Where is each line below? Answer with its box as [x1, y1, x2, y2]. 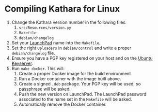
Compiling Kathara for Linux [4, 3, 120, 14]
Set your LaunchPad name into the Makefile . [11, 40, 101, 45]
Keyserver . [11, 60, 33, 66]
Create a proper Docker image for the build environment [18, 70, 131, 76]
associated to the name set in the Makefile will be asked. [18, 96, 132, 102]
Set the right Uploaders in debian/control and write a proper [11, 45, 132, 51]
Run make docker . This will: [11, 65, 65, 71]
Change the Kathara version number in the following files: [11, 19, 127, 25]
